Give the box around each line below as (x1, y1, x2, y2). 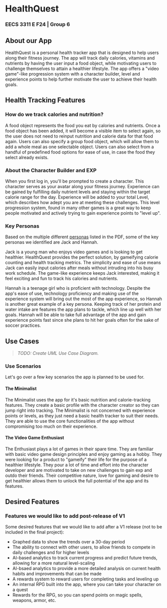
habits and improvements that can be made (12, 571, 102, 577)
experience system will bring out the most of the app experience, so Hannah (5, 296, 163, 302)
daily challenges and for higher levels (12, 549, 90, 555)
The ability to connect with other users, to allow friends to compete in (12, 544, 156, 550)
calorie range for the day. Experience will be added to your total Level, (5, 194, 150, 200)
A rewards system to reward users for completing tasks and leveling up (12, 576, 159, 582)
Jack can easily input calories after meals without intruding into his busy (5, 265, 154, 271)
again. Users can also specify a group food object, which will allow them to (5, 138, 160, 144)
